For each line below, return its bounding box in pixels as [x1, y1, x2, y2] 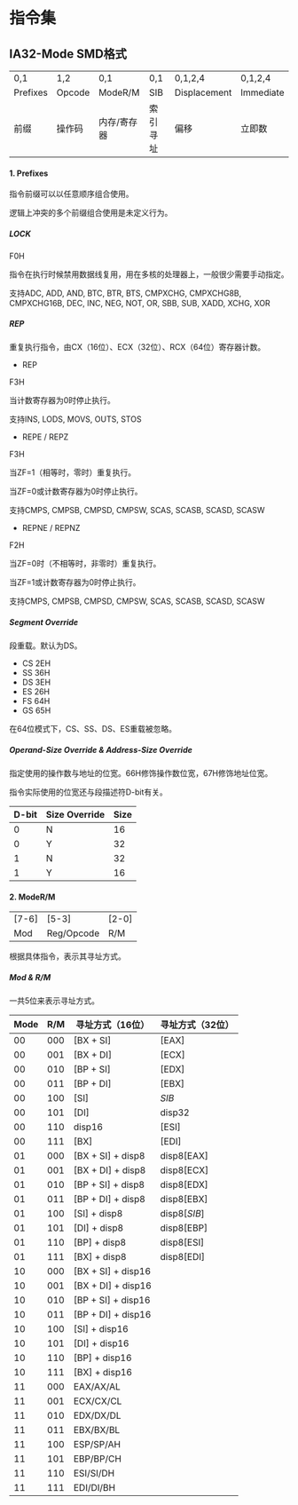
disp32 [160, 1106, 190, 1119]
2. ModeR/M [9, 891, 56, 902]
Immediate [240, 86, 285, 99]
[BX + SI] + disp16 [73, 1265, 152, 1278]
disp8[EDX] [160, 1178, 208, 1191]
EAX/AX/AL [73, 1381, 122, 1393]
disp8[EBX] [160, 1193, 208, 1206]
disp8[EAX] [160, 1150, 208, 1162]
